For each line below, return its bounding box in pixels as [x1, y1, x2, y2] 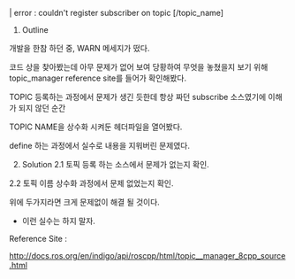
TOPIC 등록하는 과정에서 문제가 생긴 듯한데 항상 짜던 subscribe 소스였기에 [9, 92, 267, 102]
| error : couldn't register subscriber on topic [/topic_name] [9, 8, 223, 18]
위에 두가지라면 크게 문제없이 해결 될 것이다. [9, 197, 161, 207]
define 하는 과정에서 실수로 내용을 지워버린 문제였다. [9, 141, 190, 151]
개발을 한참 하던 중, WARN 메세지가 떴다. [9, 43, 150, 53]
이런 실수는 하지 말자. [21, 216, 95, 226]
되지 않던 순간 [18, 103, 66, 113]
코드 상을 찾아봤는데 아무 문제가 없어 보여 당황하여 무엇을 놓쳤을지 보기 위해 [9, 62, 269, 72]
